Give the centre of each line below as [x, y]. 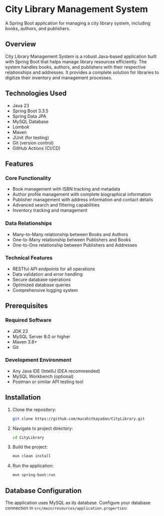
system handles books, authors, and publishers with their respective [75, 67]
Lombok [21, 127]
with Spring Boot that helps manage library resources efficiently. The [76, 62]
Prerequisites [26, 306]
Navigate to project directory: [43, 428]
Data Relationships [28, 223]
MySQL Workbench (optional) [43, 376]
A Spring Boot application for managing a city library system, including [78, 23]
